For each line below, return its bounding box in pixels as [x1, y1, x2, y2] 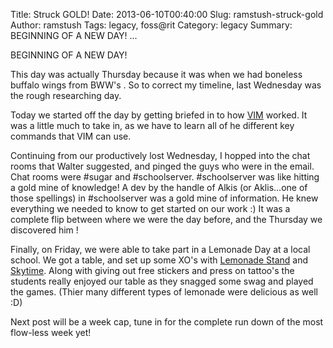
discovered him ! [10, 224, 79, 236]
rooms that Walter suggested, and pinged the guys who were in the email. [10, 160, 315, 172]
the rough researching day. [10, 90, 122, 101]
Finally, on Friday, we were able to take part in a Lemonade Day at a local [10, 244, 311, 255]
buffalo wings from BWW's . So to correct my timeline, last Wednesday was [10, 79, 322, 91]
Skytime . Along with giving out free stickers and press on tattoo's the [10, 265, 295, 276]
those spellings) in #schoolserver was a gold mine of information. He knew [10, 192, 319, 204]
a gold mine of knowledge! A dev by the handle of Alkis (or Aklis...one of [10, 182, 308, 193]
